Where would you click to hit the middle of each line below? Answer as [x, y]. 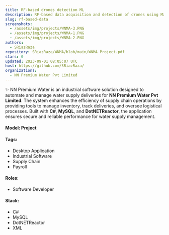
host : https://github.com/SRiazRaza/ [45, 66]
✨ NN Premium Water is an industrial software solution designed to [75, 89]
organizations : [21, 71]
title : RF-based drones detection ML [45, 10]
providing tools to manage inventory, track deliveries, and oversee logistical [83, 105]
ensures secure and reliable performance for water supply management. [80, 116]
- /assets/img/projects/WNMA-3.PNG [47, 29]
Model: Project [21, 128]
